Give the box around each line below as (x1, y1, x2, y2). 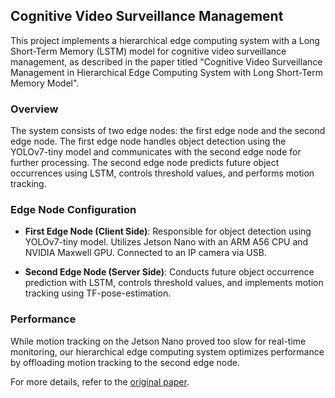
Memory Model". (10, 77, 80, 89)
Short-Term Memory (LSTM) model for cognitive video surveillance (10, 45, 287, 57)
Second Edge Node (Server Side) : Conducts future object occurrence (24, 266, 315, 278)
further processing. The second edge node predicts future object (10, 157, 280, 169)
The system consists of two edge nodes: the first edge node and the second (10, 125, 326, 137)
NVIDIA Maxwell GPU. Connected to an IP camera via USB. (24, 247, 267, 259)
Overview (10, 102, 59, 116)
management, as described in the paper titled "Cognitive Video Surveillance (10, 55, 323, 68)
